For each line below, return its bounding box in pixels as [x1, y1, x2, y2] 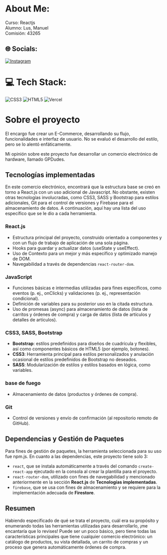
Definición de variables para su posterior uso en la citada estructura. [12, 301, 154, 307]
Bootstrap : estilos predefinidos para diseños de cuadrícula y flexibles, [12, 341, 157, 347]
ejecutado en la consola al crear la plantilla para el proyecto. [34, 468, 158, 474]
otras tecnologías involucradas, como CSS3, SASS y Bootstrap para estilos [5, 195, 159, 201]
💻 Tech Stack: [5, 76, 67, 88]
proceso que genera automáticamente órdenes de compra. [5, 544, 127, 550]
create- [138, 464, 155, 469]
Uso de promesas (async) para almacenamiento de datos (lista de [12, 306, 148, 312]
